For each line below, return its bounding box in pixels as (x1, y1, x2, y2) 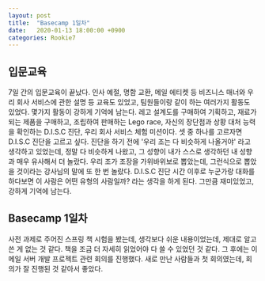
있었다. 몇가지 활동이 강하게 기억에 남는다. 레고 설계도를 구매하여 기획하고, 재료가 (8, 108, 257, 117)
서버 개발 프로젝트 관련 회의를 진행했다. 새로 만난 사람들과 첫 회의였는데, (22, 254, 244, 264)
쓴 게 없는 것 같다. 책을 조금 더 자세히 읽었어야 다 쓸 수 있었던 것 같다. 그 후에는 (8, 244, 250, 253)
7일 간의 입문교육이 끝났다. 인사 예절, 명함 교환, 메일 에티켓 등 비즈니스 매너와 (8, 88, 246, 97)
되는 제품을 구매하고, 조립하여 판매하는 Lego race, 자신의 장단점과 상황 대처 (8, 117, 241, 127)
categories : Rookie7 (8, 33, 77, 42)
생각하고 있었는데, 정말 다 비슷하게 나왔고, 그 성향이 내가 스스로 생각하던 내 (8, 147, 238, 157)
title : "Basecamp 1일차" (8, 19, 91, 27)
